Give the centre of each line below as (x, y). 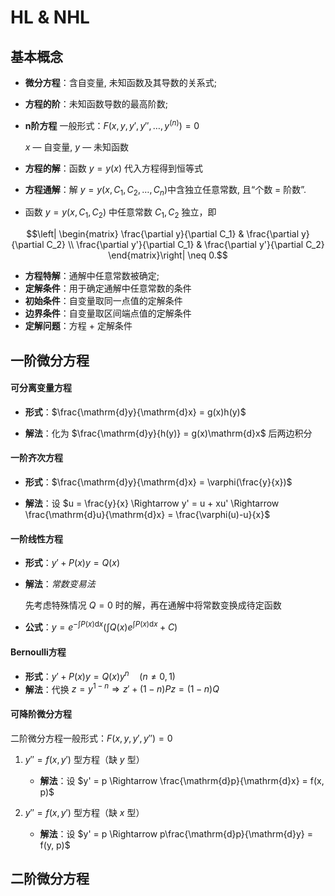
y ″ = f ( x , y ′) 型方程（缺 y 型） (84, 759)
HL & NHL (50, 17)
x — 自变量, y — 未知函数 (77, 147)
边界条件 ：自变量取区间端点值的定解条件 (108, 313)
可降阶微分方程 (41, 714)
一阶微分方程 (50, 360)
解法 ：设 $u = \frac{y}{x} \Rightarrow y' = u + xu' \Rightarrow (152, 503)
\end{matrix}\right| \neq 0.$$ (168, 255)
